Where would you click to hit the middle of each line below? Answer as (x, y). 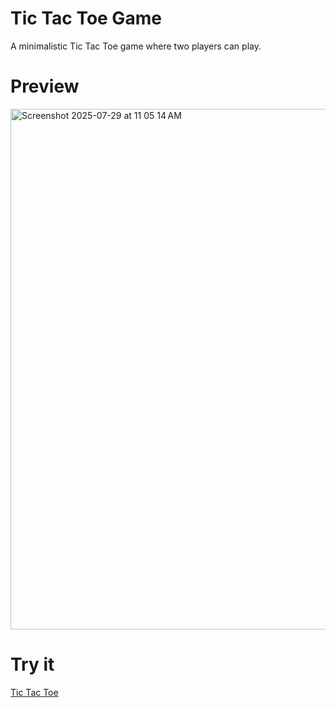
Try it (32, 664)
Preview (45, 86)
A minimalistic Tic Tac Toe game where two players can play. (136, 46)
